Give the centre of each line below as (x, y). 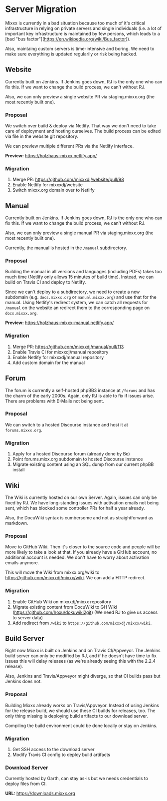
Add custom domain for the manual (49, 363)
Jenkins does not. (23, 681)
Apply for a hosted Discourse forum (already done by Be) (71, 454)
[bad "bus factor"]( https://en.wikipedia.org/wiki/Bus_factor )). (68, 39)
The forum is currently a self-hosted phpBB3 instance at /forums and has (80, 390)
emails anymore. (22, 563)
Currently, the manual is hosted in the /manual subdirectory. (66, 248)
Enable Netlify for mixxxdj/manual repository (58, 357)
